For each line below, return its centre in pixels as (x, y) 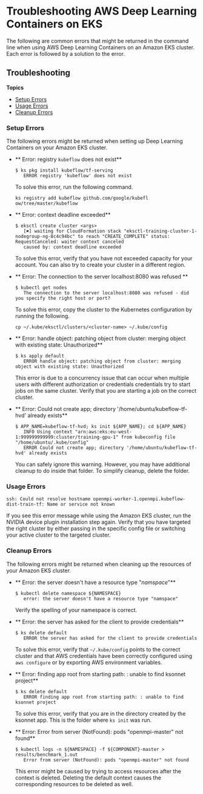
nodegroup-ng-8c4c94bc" (45, 237)
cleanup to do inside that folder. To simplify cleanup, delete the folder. (102, 471)
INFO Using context (48, 432)
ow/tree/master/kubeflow (46, 204)
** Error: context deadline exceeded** (63, 215)
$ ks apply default (40, 356)
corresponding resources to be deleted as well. (74, 784)
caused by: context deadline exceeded (72, 247)
